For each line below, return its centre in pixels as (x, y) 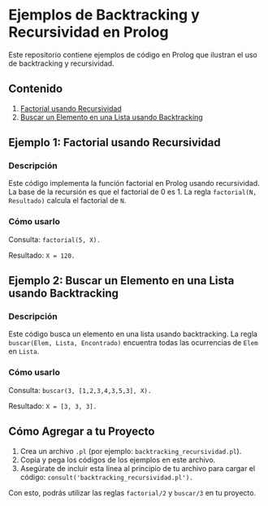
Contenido (36, 89)
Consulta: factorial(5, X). (55, 239)
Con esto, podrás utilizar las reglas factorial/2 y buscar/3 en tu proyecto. (132, 492)
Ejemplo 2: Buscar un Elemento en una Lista (121, 281)
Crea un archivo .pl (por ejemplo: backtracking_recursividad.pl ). (131, 451)
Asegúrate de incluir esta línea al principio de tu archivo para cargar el (138, 468)
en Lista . (24, 352)
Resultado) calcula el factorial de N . (67, 201)
